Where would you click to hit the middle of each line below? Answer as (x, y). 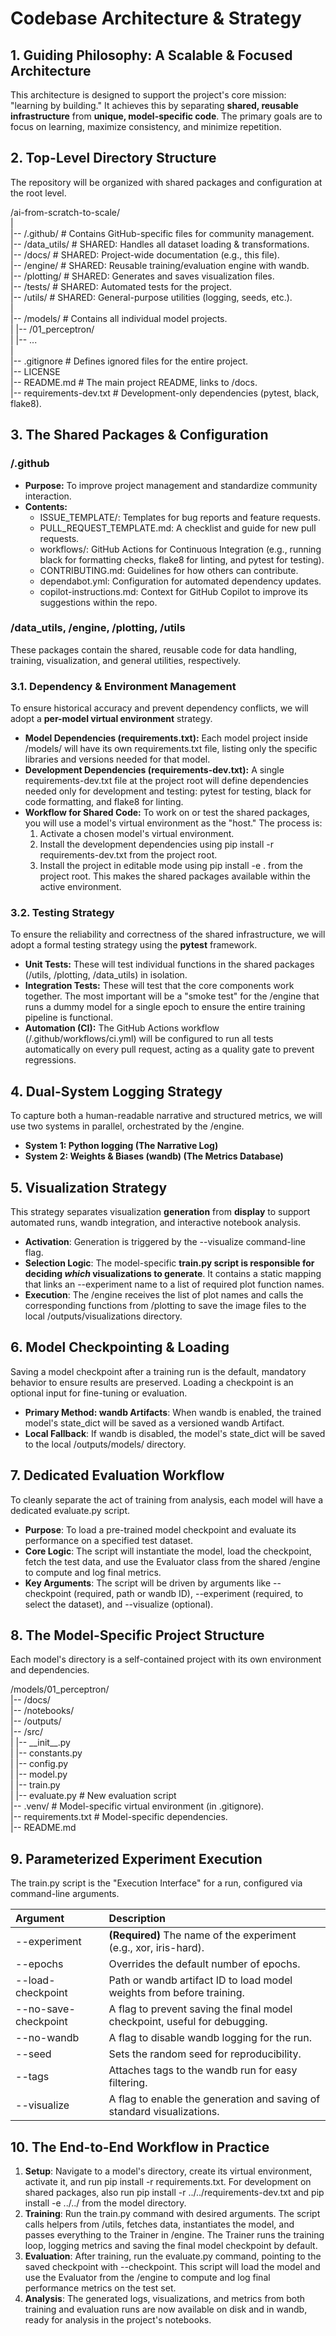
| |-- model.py (39, 1774)
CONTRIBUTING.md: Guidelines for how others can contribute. (169, 570)
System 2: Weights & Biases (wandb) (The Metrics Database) (154, 1156)
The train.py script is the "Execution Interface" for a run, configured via (156, 1883)
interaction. (48, 496)
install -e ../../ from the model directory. (105, 2203)
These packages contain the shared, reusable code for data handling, (153, 649)
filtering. (128, 2083)
